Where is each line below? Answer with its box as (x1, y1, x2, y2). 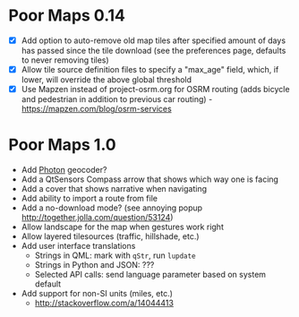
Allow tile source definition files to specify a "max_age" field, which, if (21, 64, 279, 74)
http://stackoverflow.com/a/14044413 (34, 297, 174, 309)
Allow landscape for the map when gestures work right (21, 221, 225, 233)
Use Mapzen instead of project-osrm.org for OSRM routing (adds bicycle (21, 84, 290, 95)
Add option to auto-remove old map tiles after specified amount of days (21, 35, 286, 46)
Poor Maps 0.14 (8, 5, 126, 26)
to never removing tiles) (21, 55, 109, 65)
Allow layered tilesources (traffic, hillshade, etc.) (21, 231, 200, 242)
